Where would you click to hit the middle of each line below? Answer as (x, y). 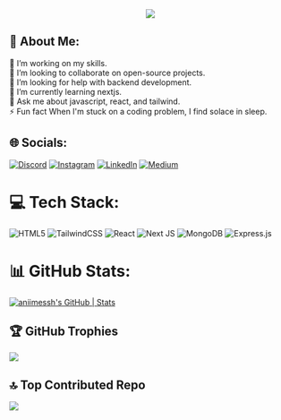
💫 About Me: (45, 42)
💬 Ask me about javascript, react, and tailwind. (95, 101)
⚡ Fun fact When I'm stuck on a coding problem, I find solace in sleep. (138, 111)
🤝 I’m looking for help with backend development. (101, 82)
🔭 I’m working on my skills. (58, 63)
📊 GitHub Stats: (70, 271)
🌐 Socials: (38, 143)
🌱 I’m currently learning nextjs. (66, 91)
